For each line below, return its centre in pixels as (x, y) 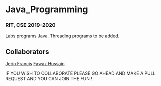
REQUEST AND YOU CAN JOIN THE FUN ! (49, 79)
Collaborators (27, 52)
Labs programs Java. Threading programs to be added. (62, 36)
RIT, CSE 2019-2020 (31, 25)
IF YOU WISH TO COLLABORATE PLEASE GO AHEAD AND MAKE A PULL (80, 73)
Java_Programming (47, 9)
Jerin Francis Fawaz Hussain (35, 64)
